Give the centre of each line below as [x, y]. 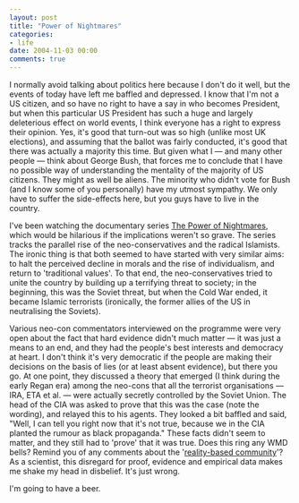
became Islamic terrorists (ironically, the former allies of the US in [130, 302]
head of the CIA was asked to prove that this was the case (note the [134, 405]
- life [21, 43]
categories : [31, 34]
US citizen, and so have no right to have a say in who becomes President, [145, 103]
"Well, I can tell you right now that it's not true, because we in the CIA [137, 423]
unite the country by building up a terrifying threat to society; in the [133, 282]
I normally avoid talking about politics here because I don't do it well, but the [150, 85]
